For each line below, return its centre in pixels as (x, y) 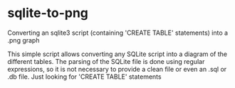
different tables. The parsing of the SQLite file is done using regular (106, 61)
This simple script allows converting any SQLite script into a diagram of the (117, 54)
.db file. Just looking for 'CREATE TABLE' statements (84, 77)
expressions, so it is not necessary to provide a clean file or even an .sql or (117, 69)
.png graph (23, 40)
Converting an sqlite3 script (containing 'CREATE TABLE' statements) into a (118, 33)
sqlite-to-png (48, 13)
